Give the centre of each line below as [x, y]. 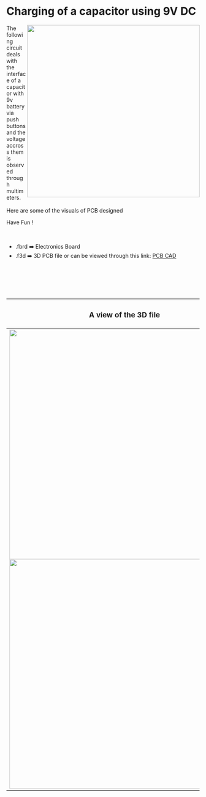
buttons [16, 126]
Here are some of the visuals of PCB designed [65, 210]
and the [16, 132]
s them [15, 152]
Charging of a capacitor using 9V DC [101, 11]
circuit [14, 48]
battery [16, 106]
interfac [16, 74]
